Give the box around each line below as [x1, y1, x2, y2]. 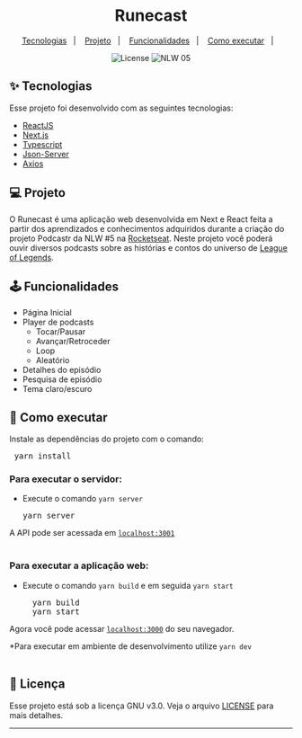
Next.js [22, 129, 49, 140]
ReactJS [22, 120, 54, 130]
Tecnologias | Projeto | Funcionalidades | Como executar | [22, 35, 274, 46]
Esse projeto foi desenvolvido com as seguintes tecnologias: [9, 102, 234, 113]
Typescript [22, 138, 63, 149]
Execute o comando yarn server [22, 493, 144, 504]
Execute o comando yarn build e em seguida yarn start [22, 580, 234, 591]
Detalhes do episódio [22, 365, 102, 376]
